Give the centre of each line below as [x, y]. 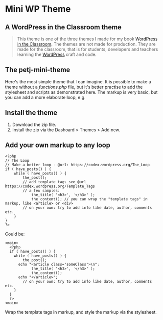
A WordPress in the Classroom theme [63, 27]
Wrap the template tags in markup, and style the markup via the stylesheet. [81, 312]
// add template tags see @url [55, 182]
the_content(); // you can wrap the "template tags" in [89, 199]
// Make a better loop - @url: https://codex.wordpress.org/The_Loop [78, 165]
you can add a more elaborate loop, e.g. [45, 97]
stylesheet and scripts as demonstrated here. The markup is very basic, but [81, 92]
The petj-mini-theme [38, 70]
